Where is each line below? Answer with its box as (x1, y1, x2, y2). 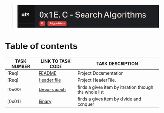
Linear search (38, 87, 66, 92)
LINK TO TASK (41, 58, 71, 64)
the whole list (77, 89, 104, 95)
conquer (77, 101, 94, 107)
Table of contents (5, 41, 78, 51)
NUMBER (11, 63, 30, 69)
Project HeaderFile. (77, 77, 116, 83)
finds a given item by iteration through (77, 84, 154, 90)
